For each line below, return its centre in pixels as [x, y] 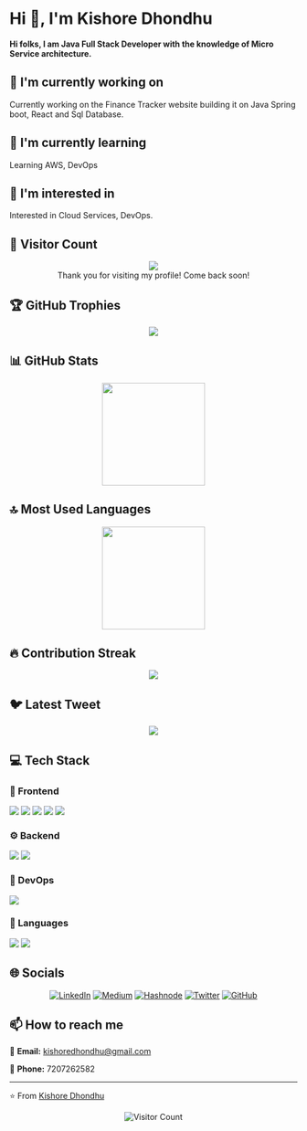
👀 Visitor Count [53, 244]
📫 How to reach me [67, 1025]
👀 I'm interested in [62, 193]
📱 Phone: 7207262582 [53, 1069]
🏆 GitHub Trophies [65, 305]
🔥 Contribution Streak [73, 654]
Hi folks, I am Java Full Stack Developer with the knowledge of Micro [142, 44]
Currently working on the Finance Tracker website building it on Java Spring [153, 104]
